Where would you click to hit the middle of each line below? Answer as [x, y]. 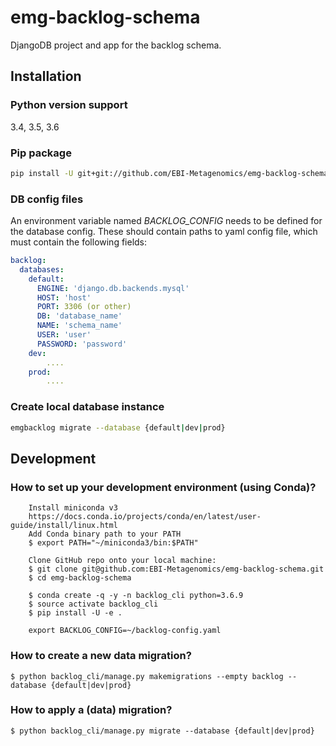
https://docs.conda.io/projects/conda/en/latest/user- [145, 517]
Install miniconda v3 [73, 508]
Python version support [69, 105]
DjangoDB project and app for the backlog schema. [116, 45]
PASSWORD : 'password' [82, 344]
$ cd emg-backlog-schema [80, 578]
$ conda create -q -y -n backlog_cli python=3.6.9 [136, 596]
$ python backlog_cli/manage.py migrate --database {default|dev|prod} [162, 731]
